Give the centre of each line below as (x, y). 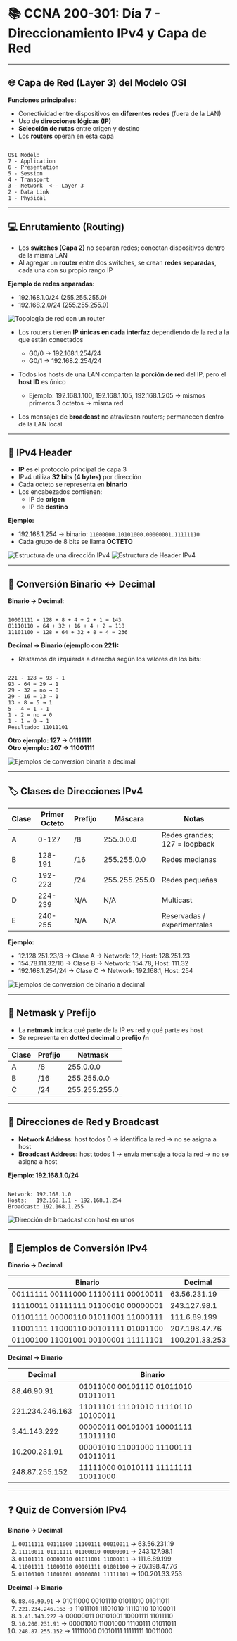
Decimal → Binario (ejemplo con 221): (63, 645)
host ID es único (42, 381)
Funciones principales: (42, 100)
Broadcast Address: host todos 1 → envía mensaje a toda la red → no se (123, 1154)
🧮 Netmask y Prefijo (52, 1013)
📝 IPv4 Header (40, 452)
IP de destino (49, 507)
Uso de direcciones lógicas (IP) (65, 121)
